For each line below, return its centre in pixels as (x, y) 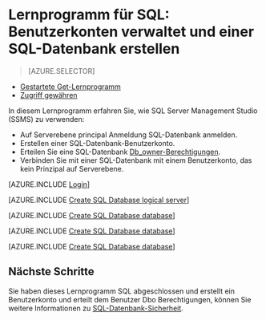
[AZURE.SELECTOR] (61, 71)
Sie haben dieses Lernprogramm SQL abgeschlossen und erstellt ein (121, 291)
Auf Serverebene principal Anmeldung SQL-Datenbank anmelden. (129, 135)
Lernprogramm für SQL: (89, 15)
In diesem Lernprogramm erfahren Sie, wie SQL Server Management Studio (133, 111)
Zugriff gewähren (48, 95)
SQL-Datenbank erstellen (94, 49)
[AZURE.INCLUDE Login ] (49, 184)
